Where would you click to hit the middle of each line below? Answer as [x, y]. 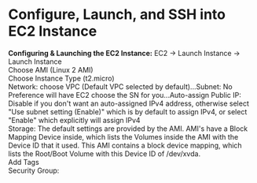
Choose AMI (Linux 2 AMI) [51, 69]
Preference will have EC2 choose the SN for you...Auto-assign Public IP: [125, 95]
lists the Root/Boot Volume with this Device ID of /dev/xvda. [105, 153]
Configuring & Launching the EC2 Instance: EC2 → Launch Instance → [124, 53]
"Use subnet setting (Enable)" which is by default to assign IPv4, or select [128, 111]
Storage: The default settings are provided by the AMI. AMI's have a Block [128, 129]
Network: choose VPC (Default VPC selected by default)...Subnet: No [121, 86]
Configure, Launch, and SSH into [117, 15]
